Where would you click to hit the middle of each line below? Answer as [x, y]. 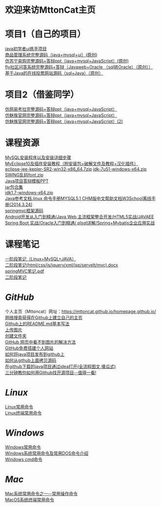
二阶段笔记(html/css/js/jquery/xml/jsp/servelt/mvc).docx [62, 265]
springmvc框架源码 [24, 210]
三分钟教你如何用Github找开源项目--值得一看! [51, 373]
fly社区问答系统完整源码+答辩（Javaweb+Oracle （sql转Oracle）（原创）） [79, 67]
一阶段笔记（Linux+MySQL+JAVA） [41, 259]
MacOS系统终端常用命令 [30, 500]
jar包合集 [14, 187]
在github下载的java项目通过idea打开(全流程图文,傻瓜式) [60, 366]
